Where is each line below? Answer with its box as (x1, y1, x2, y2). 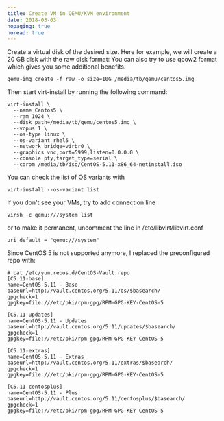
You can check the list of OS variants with (7, 173, 125, 182)
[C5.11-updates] (7, 311, 53, 319)
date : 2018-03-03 (7, 16, 57, 23)
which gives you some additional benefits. (7, 62, 126, 71)
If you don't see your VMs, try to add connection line (7, 198, 156, 206)
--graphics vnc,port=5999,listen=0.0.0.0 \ (13, 149, 139, 156)
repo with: (7, 256, 36, 265)
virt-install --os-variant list (7, 187, 99, 193)
